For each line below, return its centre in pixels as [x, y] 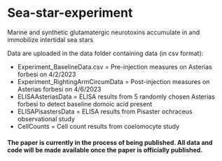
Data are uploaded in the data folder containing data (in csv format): [105, 53]
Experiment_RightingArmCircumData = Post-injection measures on [113, 81]
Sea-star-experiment [70, 13]
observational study [46, 119]
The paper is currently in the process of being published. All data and [110, 142]
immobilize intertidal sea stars [50, 39]
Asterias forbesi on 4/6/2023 [59, 89]
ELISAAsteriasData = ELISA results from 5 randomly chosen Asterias [116, 97]
